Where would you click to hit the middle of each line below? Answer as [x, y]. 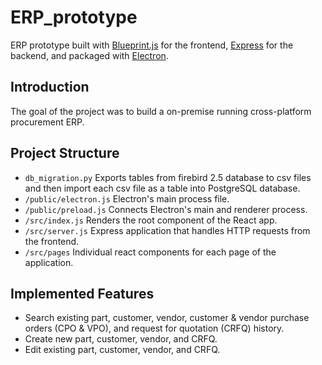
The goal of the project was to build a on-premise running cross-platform [161, 111]
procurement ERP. [47, 122]
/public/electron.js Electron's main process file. [127, 198]
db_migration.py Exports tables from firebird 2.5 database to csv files [168, 177]
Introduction [50, 87]
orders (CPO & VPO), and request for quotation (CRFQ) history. [154, 328]
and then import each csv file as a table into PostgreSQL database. [162, 188]
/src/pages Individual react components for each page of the [150, 252]
